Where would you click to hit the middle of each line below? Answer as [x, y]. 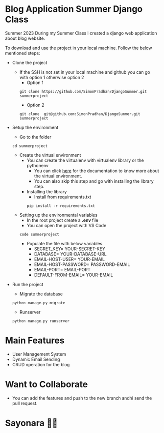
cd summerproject [30, 146]
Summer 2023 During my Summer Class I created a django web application [81, 33]
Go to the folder [35, 137]
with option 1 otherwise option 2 [52, 77]
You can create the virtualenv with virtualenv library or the [85, 160]
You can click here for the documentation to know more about [96, 171]
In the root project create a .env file [63, 220]
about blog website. [25, 38]
